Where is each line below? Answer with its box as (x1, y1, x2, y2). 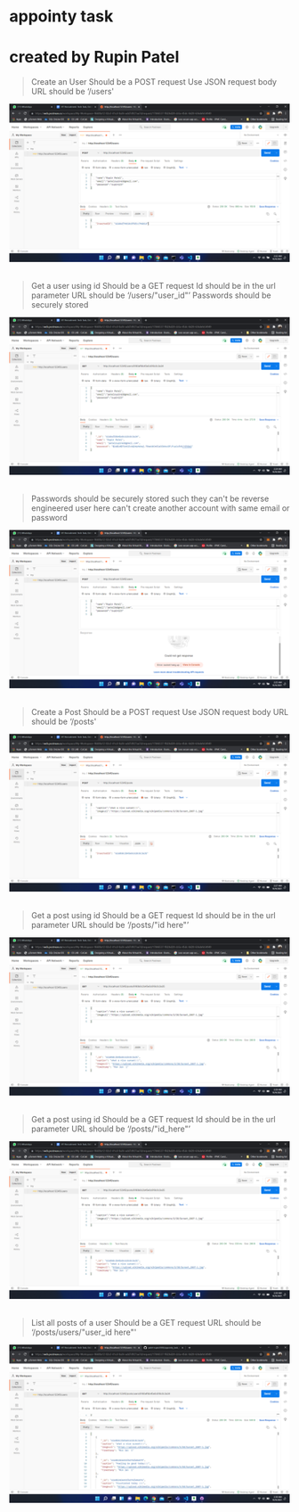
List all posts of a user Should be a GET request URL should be (30, 1318, 262, 1328)
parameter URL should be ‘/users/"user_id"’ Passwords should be (30, 290, 271, 300)
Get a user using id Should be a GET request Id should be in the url (30, 280, 276, 291)
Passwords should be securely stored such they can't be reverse (30, 493, 270, 505)
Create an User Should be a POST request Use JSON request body (30, 77, 278, 87)
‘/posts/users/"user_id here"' (30, 1327, 137, 1338)
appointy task (9, 6, 114, 27)
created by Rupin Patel (9, 47, 180, 68)
